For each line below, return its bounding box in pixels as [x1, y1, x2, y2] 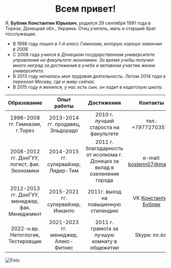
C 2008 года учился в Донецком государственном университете [12, 51, 155, 58]
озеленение [90, 170, 120, 177]
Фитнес [54, 244, 74, 251]
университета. [12, 67, 45, 74]
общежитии [90, 244, 119, 251]
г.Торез [16, 127, 35, 134]
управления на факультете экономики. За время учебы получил [12, 57, 154, 63]
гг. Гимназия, [8, 120, 42, 127]
